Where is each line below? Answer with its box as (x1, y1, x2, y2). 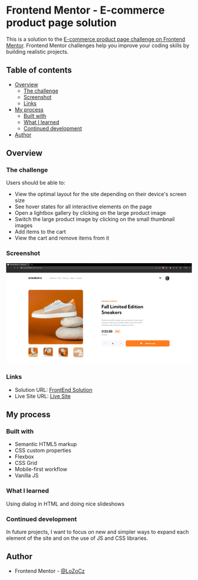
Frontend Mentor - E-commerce (6, 4, 165, 17)
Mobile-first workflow (14, 466, 68, 473)
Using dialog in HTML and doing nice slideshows (6, 500, 125, 507)
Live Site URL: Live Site (14, 392, 71, 399)
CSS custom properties (14, 447, 72, 454)
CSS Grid (14, 460, 37, 467)
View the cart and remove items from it (14, 234, 110, 242)
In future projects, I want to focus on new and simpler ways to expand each (6, 528, 189, 535)
